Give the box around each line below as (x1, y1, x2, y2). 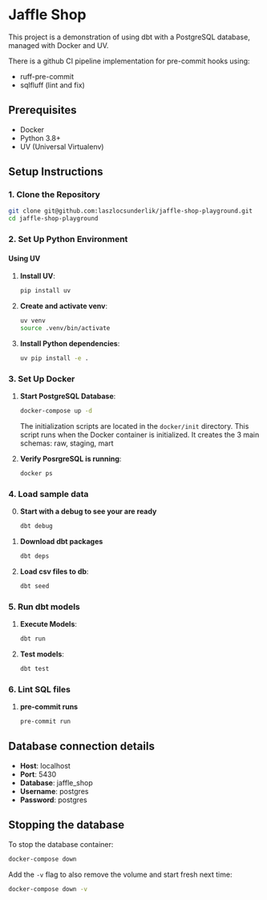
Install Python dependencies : (19, 338, 120, 348)
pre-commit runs (19, 702, 79, 712)
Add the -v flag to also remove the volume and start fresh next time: (8, 870, 233, 879)
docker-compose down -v (8, 885, 88, 893)
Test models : (19, 649, 64, 659)
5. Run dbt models (8, 601, 80, 612)
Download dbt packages (19, 537, 103, 547)
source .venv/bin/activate (19, 325, 111, 333)
